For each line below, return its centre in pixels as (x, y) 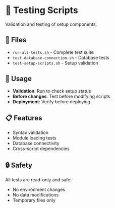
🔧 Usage (18, 79)
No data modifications (36, 195)
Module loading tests (34, 138)
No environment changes (39, 190)
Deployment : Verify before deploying (51, 101)
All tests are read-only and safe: (39, 180)
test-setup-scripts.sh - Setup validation (55, 63)
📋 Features (24, 118)
